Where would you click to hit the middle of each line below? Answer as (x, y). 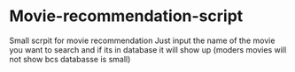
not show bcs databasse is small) (70, 59)
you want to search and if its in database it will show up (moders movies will (148, 49)
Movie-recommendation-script (126, 16)
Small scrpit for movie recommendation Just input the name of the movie (142, 40)
